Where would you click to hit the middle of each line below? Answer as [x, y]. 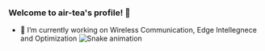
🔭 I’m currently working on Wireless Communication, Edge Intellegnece [138, 30]
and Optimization [48, 38]
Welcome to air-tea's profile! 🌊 [69, 13]
